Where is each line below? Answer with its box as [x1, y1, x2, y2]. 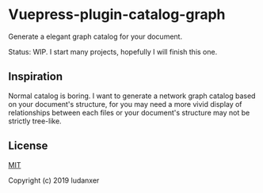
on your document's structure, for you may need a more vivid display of [8, 99, 243, 108]
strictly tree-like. [8, 116, 62, 126]
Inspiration [8, 70, 63, 84]
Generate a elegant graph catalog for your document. [8, 32, 183, 41]
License [8, 139, 48, 153]
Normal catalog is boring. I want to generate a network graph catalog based [8, 91, 256, 100]
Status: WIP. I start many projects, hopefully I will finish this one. [8, 47, 218, 56]
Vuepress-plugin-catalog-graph [8, 6, 226, 24]
